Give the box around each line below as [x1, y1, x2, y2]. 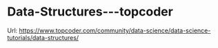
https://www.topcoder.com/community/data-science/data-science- [19, 26, 211, 34]
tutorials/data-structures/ [7, 33, 79, 41]
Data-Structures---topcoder [7, 4, 174, 20]
